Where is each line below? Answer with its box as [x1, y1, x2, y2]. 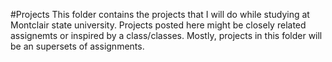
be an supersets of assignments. [10, 40, 145, 52]
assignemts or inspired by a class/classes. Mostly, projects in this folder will [10, 30, 323, 41]
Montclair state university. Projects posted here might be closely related [10, 19, 307, 31]
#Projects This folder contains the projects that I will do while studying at [10, 9, 310, 20]
